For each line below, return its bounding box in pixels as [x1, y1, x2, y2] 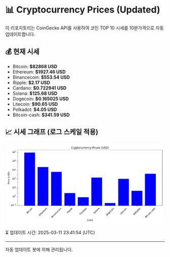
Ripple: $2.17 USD [12, 79, 51, 85]
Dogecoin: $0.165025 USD [12, 96, 69, 102]
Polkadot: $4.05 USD [12, 106, 57, 112]
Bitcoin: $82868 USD [12, 63, 58, 69]
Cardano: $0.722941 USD [12, 84, 67, 91]
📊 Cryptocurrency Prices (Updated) [5, 4, 160, 16]
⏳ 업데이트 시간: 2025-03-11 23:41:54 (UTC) [5, 229, 95, 235]
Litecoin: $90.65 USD [12, 101, 58, 107]
